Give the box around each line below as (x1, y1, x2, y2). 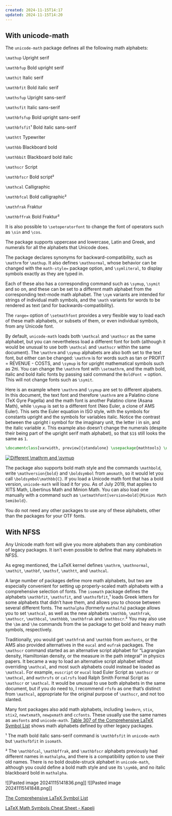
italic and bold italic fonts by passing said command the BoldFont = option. (5, 371, 163, 377)
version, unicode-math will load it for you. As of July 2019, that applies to (5, 481, 157, 487)
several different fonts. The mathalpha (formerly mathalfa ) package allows (5, 605, 160, 610)
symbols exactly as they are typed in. (5, 271, 84, 277)
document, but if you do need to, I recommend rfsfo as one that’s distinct (5, 685, 161, 691)
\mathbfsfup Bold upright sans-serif (5, 114, 81, 120)
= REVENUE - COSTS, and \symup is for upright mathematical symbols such (5, 360, 164, 366)
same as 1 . (5, 436, 28, 442)
